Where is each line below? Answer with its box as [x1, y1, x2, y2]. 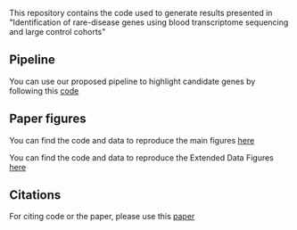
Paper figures [9, 111, 87, 127]
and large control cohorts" [9, 27, 106, 37]
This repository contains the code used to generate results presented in [9, 8, 273, 18]
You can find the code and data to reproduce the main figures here [9, 135, 255, 145]
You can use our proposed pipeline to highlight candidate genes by [9, 76, 256, 86]
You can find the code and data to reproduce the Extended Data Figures [9, 152, 275, 163]
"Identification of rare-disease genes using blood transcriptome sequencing [9, 17, 289, 28]
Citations [9, 187, 62, 203]
